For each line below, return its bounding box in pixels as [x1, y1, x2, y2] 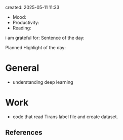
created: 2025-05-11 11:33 [5, 5, 60, 10]
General [5, 62, 39, 74]
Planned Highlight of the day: [5, 45, 66, 50]
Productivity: [12, 20, 39, 25]
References [5, 128, 43, 137]
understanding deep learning [12, 79, 73, 85]
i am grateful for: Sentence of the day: [5, 35, 85, 41]
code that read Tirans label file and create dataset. [12, 114, 118, 120]
